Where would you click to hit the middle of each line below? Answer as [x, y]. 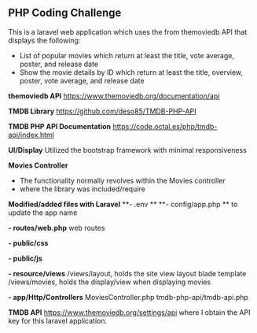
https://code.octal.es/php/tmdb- [165, 126]
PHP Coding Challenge [65, 13]
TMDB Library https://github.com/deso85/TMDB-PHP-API [102, 111]
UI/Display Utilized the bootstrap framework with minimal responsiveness [128, 150]
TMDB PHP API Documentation [60, 126]
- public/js [26, 258]
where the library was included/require [82, 189]
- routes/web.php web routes [57, 228]
